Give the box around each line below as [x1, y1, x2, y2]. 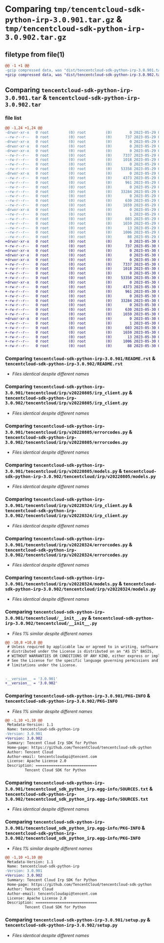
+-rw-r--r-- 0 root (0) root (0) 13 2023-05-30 [5, 335, 156, 339]
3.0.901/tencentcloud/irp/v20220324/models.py [5, 581, 118, 587]
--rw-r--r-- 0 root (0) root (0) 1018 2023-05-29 [5, 157, 156, 162]
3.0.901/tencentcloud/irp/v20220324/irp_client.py [5, 503, 128, 508]
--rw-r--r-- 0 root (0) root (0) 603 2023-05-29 [5, 216, 156, 221]
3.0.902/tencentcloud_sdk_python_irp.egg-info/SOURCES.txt [5, 796, 148, 802]
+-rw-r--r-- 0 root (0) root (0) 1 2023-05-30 [5, 321, 156, 326]
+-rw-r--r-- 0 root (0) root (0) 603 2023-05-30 [5, 325, 156, 330]
